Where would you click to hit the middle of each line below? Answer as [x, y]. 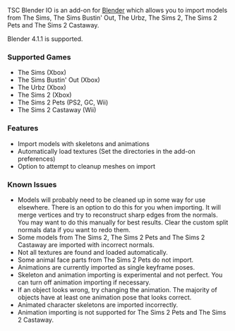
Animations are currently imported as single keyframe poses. [106, 267]
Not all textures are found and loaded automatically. [92, 252]
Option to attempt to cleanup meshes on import [86, 166]
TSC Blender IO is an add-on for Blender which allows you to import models [117, 10]
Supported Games [39, 57]
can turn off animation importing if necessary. [84, 282]
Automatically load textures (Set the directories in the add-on [106, 151]
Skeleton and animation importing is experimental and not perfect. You [120, 275]
